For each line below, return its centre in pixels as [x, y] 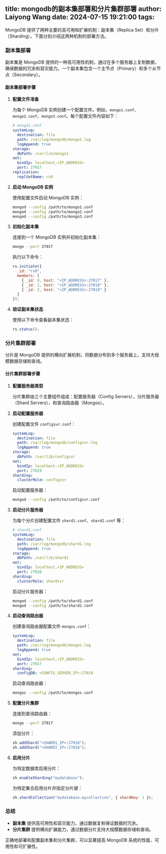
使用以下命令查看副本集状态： [43, 320]
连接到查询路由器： [32, 714]
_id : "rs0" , [29, 271]
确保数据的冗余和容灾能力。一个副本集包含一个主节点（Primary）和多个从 [81, 69]
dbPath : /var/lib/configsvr [46, 457]
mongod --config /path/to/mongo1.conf [53, 207]
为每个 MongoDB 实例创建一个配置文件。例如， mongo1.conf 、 [75, 110]
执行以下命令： [28, 257]
